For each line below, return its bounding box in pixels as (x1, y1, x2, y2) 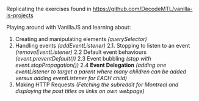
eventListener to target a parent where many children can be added (15, 68, 186, 75)
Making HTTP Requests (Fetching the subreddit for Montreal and (15, 81, 179, 88)
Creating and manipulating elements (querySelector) (15, 36, 148, 42)
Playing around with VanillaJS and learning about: (6, 24, 131, 31)
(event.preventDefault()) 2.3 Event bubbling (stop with (15, 55, 151, 62)
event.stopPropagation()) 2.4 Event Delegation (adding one (15, 61, 167, 69)
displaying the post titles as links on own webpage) (15, 88, 145, 94)
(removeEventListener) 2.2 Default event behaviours (15, 48, 147, 56)
